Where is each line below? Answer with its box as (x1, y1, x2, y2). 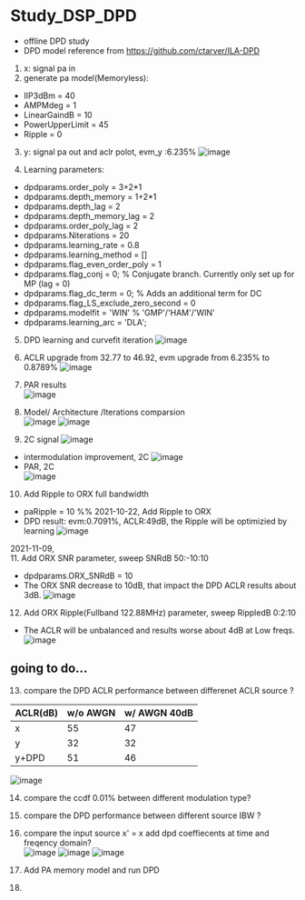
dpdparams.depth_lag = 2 (23, 201, 121, 212)
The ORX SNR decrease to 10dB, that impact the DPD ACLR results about (23, 579, 297, 591)
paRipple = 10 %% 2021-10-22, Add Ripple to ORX (23, 505, 212, 516)
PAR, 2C (23, 461, 55, 472)
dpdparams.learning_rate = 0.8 (23, 239, 140, 250)
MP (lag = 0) (23, 278, 71, 289)
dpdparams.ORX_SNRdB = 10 (23, 570, 133, 581)
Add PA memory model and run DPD (23, 865, 160, 875)
